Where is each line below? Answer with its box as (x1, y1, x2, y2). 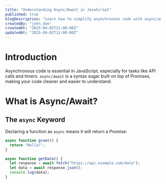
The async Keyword (5, 115, 66, 124)
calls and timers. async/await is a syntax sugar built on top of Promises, (5, 73, 151, 79)
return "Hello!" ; (9, 142, 45, 147)
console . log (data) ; (9, 170, 50, 175)
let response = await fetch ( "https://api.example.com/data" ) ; (9, 161, 140, 166)
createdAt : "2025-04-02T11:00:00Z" (5, 26, 79, 31)
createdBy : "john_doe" (5, 21, 52, 26)
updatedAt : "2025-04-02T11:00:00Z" (5, 30, 79, 35)
